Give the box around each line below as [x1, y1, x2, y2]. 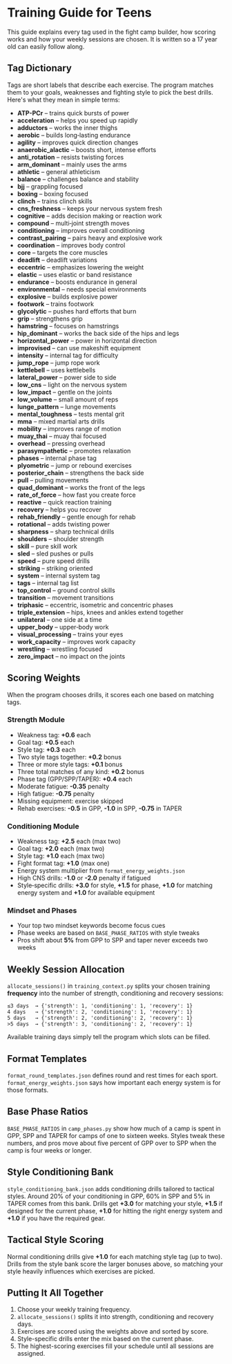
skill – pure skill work [17, 542, 77, 550]
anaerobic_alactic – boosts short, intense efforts [17, 145, 157, 153]
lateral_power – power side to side [17, 373, 117, 381]
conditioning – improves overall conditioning [17, 226, 145, 234]
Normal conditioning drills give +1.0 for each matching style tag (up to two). [7, 1252, 223, 1260]
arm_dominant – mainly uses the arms [17, 160, 127, 169]
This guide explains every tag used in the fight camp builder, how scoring [7, 28, 216, 36]
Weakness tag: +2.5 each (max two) [17, 837, 121, 846]
